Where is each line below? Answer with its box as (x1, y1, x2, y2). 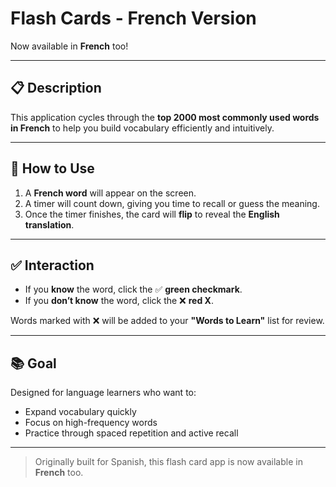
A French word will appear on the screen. (24, 187, 197, 199)
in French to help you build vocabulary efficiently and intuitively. (10, 122, 275, 134)
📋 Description (10, 80, 102, 97)
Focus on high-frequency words (24, 417, 158, 429)
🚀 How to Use (10, 160, 95, 177)
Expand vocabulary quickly (24, 406, 137, 418)
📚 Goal (10, 355, 57, 372)
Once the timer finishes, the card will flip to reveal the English (24, 208, 280, 220)
